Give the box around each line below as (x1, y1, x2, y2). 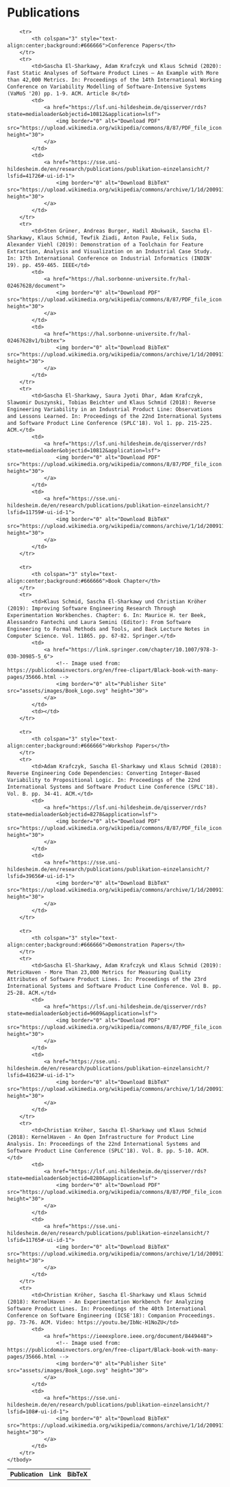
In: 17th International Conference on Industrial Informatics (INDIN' (7, 255, 213, 262)
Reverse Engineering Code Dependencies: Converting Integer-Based (7, 770, 201, 776)
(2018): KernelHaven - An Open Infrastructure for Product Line (7, 1133, 194, 1140)
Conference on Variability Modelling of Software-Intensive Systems (7, 83, 207, 90)
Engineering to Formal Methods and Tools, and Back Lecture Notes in (7, 625, 210, 632)
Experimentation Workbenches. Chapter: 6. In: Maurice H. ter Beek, (7, 612, 207, 619)
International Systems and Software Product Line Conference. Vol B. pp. (7, 982, 222, 989)
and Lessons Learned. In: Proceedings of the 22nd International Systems (7, 413, 222, 419)
